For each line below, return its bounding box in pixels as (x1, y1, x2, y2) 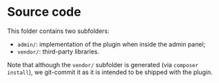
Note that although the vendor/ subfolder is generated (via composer (7, 60, 198, 69)
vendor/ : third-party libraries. (17, 47, 100, 56)
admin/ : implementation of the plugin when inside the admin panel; (17, 40, 206, 48)
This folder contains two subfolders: (7, 27, 110, 35)
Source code (7, 4, 81, 20)
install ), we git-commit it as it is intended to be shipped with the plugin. (7, 68, 213, 76)
